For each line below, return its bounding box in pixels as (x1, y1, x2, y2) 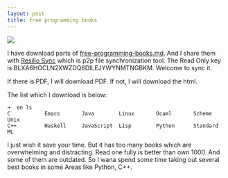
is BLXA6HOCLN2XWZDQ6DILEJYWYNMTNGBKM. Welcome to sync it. (7, 63, 213, 72)
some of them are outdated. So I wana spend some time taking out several (7, 155, 220, 163)
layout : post (7, 10, 45, 17)
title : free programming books (7, 17, 98, 24)
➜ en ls (7, 104, 33, 111)
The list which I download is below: (7, 90, 107, 99)
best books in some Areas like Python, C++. (7, 163, 133, 171)
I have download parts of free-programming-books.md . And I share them (7, 49, 216, 57)
